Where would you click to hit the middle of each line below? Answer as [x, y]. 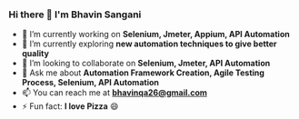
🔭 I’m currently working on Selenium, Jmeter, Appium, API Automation [155, 35]
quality [35, 54]
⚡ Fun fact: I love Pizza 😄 [70, 106]
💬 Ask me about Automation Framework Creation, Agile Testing [143, 73]
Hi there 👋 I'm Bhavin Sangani [75, 15]
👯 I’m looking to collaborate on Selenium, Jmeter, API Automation [146, 64]
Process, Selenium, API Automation [90, 83]
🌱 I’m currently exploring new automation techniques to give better [149, 44]
